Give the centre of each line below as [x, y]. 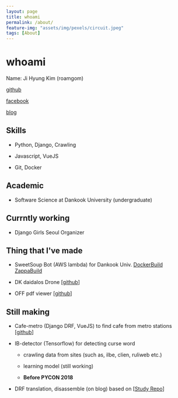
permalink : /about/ [30, 22]
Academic [25, 186]
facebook [18, 101]
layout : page [22, 11]
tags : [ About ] [23, 33]
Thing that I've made [44, 250]
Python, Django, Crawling [45, 144]
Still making [28, 312]
